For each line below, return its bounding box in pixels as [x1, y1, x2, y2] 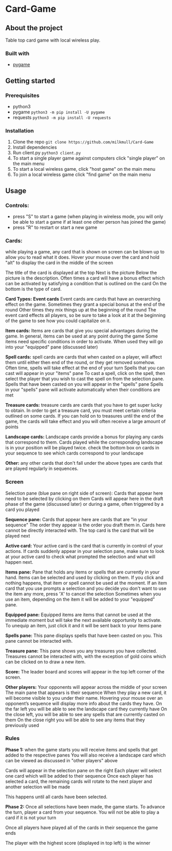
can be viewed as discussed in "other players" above [5, 757, 118, 763]
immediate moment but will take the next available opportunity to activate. [5, 617, 162, 623]
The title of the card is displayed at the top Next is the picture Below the [5, 270, 157, 276]
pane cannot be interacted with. [5, 638, 73, 644]
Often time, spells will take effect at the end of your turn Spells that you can [5, 365, 165, 371]
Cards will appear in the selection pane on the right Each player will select [5, 767, 162, 774]
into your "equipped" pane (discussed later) [5, 344, 99, 350]
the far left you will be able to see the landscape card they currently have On [5, 706, 167, 712]
